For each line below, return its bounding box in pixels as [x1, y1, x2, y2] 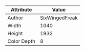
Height [7, 30, 23, 37]
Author [7, 14, 23, 21]
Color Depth [7, 38, 36, 45]
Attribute [10, 6, 32, 13]
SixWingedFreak [40, 14, 78, 21]
